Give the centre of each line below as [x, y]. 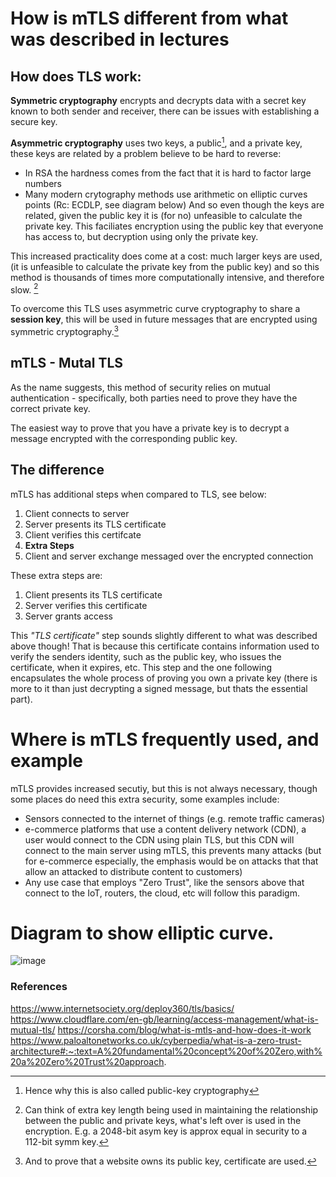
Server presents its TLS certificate [95, 524]
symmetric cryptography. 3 [64, 330]
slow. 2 [24, 289]
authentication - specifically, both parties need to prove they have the [154, 398]
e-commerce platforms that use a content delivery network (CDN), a [165, 829]
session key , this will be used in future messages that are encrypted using [164, 319]
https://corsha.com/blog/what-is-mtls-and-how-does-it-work [184, 1029]
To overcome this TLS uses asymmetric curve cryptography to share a [155, 309]
